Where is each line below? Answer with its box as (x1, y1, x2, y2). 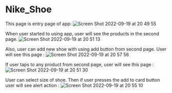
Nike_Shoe (5, 4, 52, 15)
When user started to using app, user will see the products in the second (5, 30, 159, 36)
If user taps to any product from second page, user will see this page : (5, 61, 154, 67)
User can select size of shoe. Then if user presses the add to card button (5, 77, 160, 83)
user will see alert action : (5, 82, 60, 88)
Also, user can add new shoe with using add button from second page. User (5, 46, 167, 52)
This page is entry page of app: (5, 21, 72, 27)
